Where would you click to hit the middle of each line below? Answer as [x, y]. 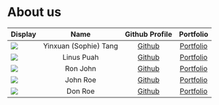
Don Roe [80, 91]
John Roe [81, 79]
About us [34, 12]
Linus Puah [81, 57]
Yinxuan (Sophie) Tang [81, 46]
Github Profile [149, 34]
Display [23, 34]
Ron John [80, 68]
